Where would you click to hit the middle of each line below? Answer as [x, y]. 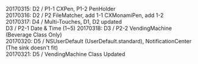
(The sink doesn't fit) [32, 48]
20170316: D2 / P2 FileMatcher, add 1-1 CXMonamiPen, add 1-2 [85, 15]
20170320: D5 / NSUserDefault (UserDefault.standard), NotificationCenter [99, 41]
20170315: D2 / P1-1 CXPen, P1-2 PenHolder [61, 9]
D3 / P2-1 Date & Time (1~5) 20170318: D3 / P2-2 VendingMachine [89, 28]
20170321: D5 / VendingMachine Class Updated [65, 54]
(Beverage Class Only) [34, 35]
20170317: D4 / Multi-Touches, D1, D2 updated [64, 22]
